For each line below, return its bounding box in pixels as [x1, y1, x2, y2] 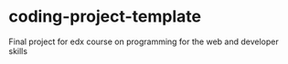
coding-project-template [8, 6, 202, 27]
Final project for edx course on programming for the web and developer [8, 36, 280, 47]
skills [8, 45, 28, 56]
